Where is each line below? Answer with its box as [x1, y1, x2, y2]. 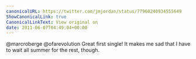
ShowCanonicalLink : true [6, 14, 67, 20]
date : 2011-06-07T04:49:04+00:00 [6, 24, 88, 31]
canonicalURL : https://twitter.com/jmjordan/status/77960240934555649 [6, 8, 182, 14]
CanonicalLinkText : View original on [6, 19, 98, 25]
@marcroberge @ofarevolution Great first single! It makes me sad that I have [6, 40, 191, 47]
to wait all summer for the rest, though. [6, 47, 100, 54]
